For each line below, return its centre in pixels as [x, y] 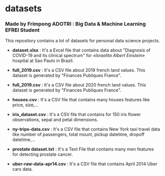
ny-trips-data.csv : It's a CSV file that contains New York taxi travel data [86, 129]
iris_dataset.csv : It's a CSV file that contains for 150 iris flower [77, 115]
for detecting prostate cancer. [42, 154]
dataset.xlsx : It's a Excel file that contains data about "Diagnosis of [81, 50]
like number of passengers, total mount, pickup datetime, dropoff [78, 134]
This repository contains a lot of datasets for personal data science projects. [82, 41]
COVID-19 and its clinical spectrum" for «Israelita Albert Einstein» [79, 56]
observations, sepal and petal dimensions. [55, 120]
